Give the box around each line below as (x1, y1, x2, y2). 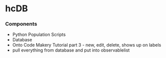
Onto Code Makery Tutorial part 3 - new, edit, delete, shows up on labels (12, 42, 162, 48)
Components (5, 21, 37, 28)
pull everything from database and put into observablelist (12, 47, 130, 53)
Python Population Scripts (12, 31, 66, 37)
